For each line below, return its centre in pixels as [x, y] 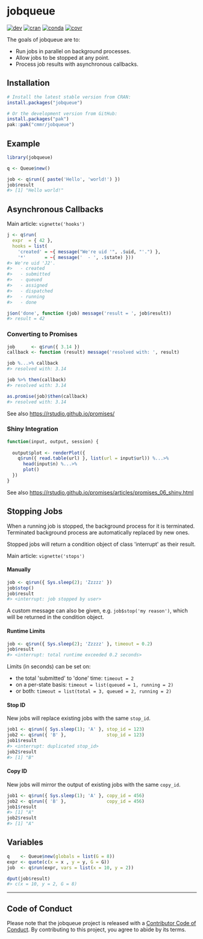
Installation [28, 83]
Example [23, 143]
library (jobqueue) [30, 157]
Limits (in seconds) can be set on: [49, 667]
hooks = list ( [30, 246]
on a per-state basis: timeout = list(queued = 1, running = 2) [95, 685]
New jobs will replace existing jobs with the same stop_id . [79, 718]
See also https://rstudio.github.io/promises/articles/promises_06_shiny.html [100, 492]
